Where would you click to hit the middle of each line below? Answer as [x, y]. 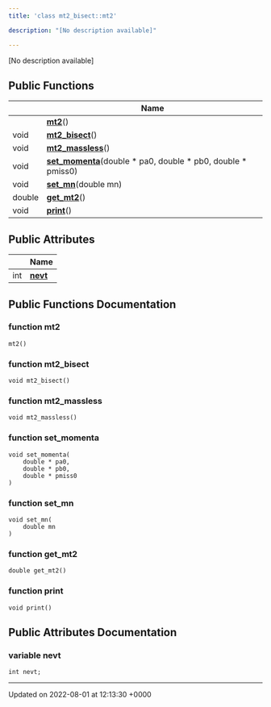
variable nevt [35, 655]
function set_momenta [54, 438]
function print [36, 591]
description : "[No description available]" [83, 30]
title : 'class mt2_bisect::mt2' [63, 16]
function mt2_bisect [49, 364]
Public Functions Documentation [92, 304]
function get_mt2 [43, 554]
